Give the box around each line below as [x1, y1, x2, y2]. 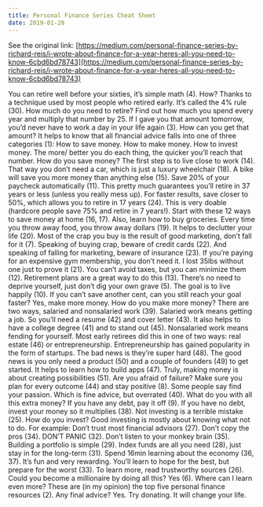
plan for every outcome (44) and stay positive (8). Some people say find [8, 381, 242, 391]
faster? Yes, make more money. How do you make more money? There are [8, 298, 250, 307]
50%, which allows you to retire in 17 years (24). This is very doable [8, 197, 227, 207]
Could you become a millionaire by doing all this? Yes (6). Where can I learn [8, 473, 253, 483]
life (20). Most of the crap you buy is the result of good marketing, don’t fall [8, 231, 253, 241]
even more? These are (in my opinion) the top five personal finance [8, 481, 226, 491]
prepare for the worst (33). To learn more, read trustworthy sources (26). [8, 465, 245, 474]
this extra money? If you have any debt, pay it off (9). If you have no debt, [8, 398, 246, 407]
